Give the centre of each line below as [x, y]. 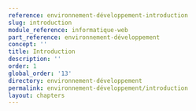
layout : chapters [37, 95]
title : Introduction [42, 52]
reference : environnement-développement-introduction [98, 15]
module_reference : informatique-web [68, 30]
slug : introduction [40, 23]
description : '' [35, 59]
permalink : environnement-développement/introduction [98, 88]
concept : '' [28, 45]
